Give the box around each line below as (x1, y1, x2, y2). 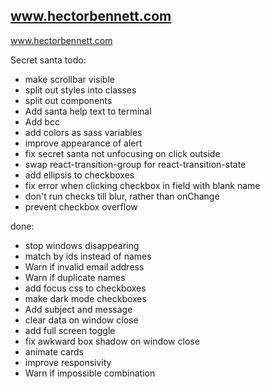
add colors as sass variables (24, 126, 143, 138)
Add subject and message (24, 303, 133, 315)
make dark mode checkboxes (24, 292, 147, 304)
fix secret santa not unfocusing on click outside (24, 147, 221, 159)
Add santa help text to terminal (24, 105, 152, 117)
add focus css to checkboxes (24, 282, 147, 294)
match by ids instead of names (24, 250, 152, 262)
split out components (24, 94, 113, 106)
